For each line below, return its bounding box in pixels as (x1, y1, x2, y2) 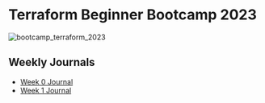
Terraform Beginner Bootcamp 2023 (8, 6, 257, 24)
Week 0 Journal (19, 76, 74, 86)
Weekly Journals (8, 56, 95, 69)
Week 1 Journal (19, 85, 72, 95)
